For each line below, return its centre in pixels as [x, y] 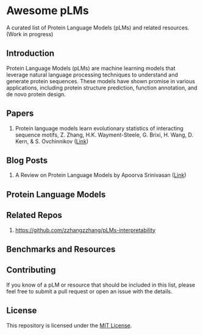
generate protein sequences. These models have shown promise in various [101, 81]
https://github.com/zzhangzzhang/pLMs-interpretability [85, 230]
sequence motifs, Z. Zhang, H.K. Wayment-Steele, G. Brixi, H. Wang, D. [104, 135]
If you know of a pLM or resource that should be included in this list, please [101, 285]
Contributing [31, 270]
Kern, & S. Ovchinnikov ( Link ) [52, 141]
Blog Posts [27, 160]
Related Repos [34, 215]
